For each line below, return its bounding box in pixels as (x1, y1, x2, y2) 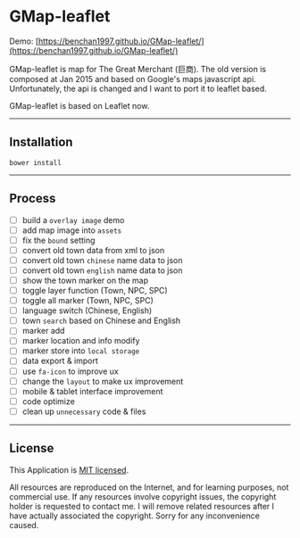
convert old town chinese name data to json (21, 254, 183, 265)
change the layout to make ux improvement (21, 376, 184, 386)
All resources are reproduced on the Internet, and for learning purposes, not (9, 482, 289, 492)
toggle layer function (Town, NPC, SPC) (21, 286, 168, 295)
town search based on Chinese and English (21, 315, 181, 327)
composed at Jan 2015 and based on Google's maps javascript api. (9, 73, 256, 84)
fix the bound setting (21, 235, 96, 245)
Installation (9, 135, 73, 150)
